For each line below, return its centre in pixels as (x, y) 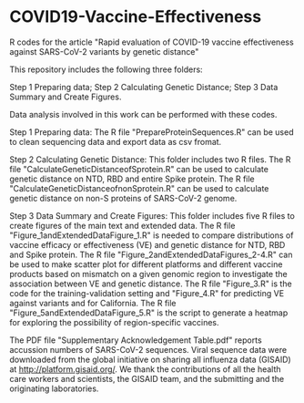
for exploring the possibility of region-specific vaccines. (115, 322)
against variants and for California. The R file (93, 303)
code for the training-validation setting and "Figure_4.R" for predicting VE (147, 293)
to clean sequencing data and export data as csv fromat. (116, 141)
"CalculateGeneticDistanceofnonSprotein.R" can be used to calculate (139, 188)
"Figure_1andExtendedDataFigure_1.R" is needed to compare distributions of (152, 235)
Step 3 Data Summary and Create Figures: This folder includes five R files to (152, 215)
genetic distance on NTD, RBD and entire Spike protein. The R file (132, 179)
